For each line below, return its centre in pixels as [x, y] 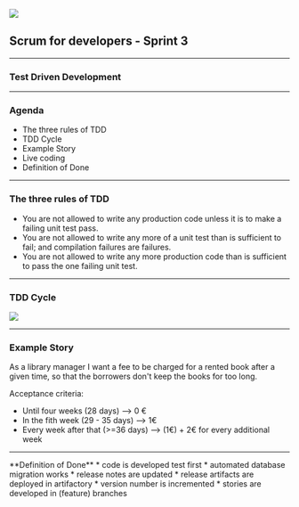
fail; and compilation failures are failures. [97, 247]
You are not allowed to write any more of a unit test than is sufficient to [152, 237]
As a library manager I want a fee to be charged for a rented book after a [142, 367]
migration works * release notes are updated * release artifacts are [132, 474]
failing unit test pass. [60, 228]
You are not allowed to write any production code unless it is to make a [152, 218]
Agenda [27, 110]
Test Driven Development [65, 77]
